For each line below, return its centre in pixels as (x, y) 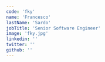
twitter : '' (21, 45)
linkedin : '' (22, 39)
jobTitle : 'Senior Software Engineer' (53, 28)
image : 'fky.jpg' (27, 34)
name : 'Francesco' (28, 17)
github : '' (19, 50)
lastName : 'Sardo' (28, 22)
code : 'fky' (21, 12)
